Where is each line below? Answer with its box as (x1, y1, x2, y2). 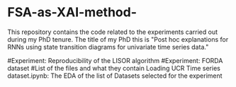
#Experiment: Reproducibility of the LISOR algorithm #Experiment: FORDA (7, 56, 223, 64)
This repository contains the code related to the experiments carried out (7, 28, 218, 36)
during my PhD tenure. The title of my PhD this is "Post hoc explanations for (7, 35, 229, 43)
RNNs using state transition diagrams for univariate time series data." (7, 42, 209, 51)
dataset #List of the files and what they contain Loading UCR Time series (7, 64, 221, 72)
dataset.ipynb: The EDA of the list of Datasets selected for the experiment (7, 71, 223, 80)
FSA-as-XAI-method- (7, 4, 137, 21)
